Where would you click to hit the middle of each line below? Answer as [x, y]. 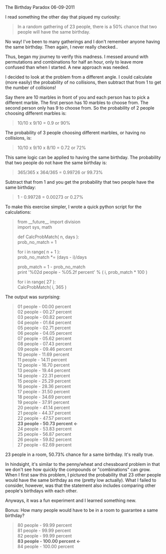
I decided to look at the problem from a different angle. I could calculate [79, 77]
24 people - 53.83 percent [45, 429]
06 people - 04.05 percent [45, 333]
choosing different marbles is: [36, 113]
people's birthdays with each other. [42, 491]
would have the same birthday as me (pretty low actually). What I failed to [81, 480]
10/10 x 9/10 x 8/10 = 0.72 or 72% [52, 148]
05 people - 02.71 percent [44, 328]
